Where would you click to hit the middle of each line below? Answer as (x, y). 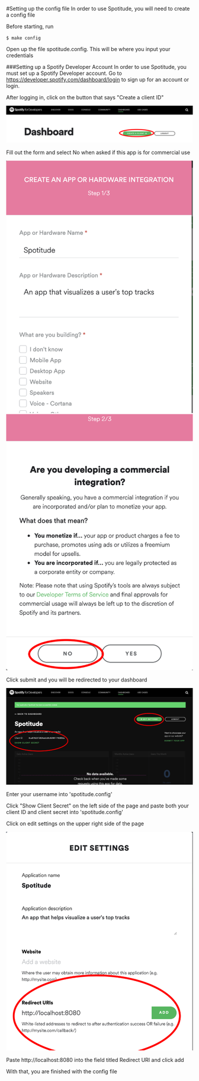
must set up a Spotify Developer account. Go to (64, 73)
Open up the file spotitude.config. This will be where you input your (88, 49)
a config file (21, 15)
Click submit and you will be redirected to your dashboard (77, 680)
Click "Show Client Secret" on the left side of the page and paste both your (98, 806)
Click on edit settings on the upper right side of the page (75, 824)
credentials (20, 55)
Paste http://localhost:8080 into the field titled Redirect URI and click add (95, 1060)
